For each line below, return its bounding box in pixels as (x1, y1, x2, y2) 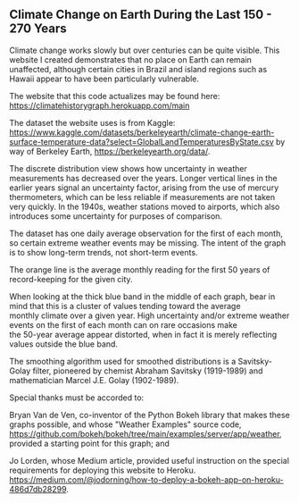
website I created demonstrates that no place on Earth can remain (9, 54, 253, 65)
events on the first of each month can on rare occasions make (9, 319, 238, 330)
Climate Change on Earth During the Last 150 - (9, 7, 272, 22)
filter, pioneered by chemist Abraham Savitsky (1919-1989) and (32, 365, 263, 376)
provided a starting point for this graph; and (9, 438, 170, 449)
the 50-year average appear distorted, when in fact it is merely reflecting (9, 329, 278, 340)
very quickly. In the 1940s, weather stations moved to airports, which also (9, 201, 280, 212)
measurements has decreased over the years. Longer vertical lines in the (9, 172, 278, 183)
